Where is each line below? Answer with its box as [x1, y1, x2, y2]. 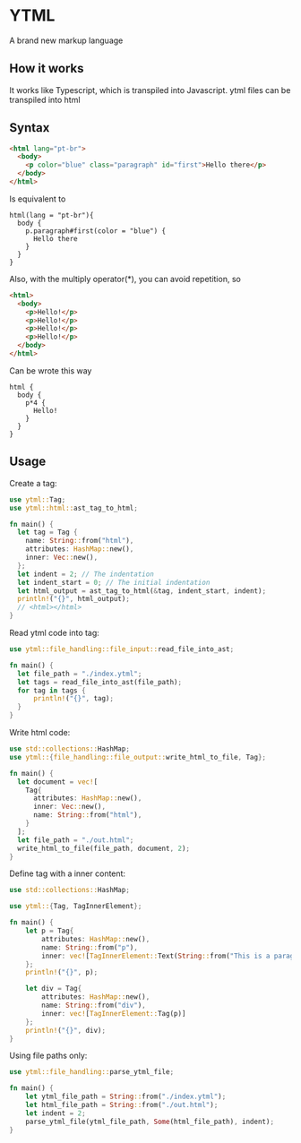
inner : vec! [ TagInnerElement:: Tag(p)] [41, 1009, 186, 1018]
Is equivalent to [9, 193, 66, 204]
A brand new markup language [9, 35, 124, 46]
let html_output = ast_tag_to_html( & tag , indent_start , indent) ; [17, 586, 267, 596]
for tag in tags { [17, 686, 87, 695]
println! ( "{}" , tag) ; [32, 694, 115, 703]
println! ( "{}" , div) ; [25, 1026, 106, 1035]
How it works [9, 61, 84, 76]
